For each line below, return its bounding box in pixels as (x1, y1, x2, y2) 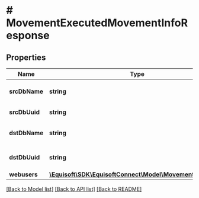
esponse (6, 29, 50, 42)
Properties (6, 52, 46, 62)
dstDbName (9, 129, 44, 137)
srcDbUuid (9, 108, 40, 116)
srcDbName (9, 87, 43, 95)
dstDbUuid (9, 154, 40, 161)
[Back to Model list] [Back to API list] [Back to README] (6, 186, 142, 193)
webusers (9, 170, 38, 178)
